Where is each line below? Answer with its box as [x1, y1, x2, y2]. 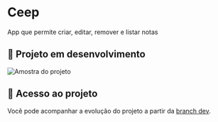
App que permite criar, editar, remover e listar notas [7, 28, 158, 36]
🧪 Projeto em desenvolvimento [7, 48, 146, 60]
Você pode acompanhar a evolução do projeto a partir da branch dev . [7, 106, 212, 115]
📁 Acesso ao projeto [7, 88, 98, 100]
